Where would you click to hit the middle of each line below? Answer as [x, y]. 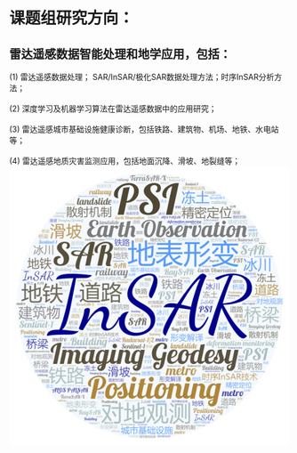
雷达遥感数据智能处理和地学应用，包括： [120, 54]
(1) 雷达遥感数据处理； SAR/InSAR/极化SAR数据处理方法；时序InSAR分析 [142, 77]
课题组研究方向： [72, 18]
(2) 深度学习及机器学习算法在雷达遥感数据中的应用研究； [113, 109]
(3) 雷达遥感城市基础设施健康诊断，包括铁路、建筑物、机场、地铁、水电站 [144, 129]
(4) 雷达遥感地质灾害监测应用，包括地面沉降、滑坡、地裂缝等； [125, 161]
